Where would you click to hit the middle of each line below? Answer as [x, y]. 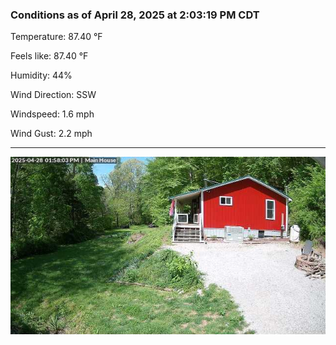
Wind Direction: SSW [53, 95]
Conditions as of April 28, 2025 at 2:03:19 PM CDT [135, 15]
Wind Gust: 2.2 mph [51, 134]
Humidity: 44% [41, 75]
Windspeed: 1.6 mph [52, 114]
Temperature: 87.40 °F [56, 37]
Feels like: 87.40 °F [49, 56]
